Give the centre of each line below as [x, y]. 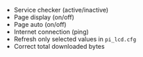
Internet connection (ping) [51, 32]
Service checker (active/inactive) [61, 10]
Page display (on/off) [44, 17]
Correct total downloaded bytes [59, 46]
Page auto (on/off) [40, 24]
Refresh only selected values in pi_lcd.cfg [75, 39]
